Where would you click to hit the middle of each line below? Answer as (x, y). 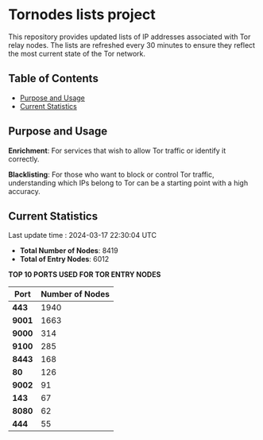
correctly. (24, 159)
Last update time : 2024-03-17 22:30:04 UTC (83, 236)
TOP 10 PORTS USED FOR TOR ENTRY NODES (85, 275)
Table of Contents (54, 78)
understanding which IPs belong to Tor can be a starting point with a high (128, 183)
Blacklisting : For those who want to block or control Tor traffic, (111, 174)
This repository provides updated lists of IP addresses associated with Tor (130, 37)
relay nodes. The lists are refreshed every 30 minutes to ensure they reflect (132, 45)
